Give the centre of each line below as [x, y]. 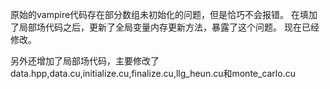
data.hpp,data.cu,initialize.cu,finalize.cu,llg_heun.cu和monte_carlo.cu [153, 73]
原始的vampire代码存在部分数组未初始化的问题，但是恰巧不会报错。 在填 [160, 14]
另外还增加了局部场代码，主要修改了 [85, 61]
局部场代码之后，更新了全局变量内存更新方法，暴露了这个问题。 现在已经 [169, 27]
